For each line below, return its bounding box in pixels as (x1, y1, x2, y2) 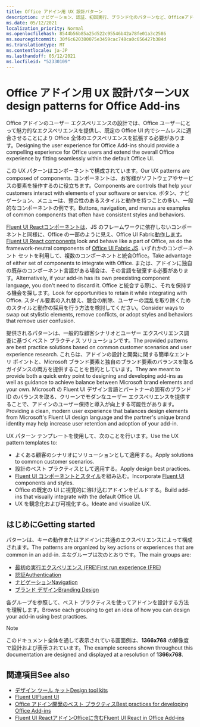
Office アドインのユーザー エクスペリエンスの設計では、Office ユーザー (6, 120, 180, 127)
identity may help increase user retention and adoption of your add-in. (6, 420, 179, 427)
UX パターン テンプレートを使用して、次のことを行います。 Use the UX (6, 433, 179, 440)
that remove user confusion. (6, 317, 76, 325)
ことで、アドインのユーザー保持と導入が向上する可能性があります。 (11, 400, 177, 408)
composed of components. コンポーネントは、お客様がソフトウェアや (6, 175, 179, 182)
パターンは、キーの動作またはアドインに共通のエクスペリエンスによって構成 (6, 536, 193, 543)
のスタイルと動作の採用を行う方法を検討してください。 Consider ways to (6, 305, 185, 312)
